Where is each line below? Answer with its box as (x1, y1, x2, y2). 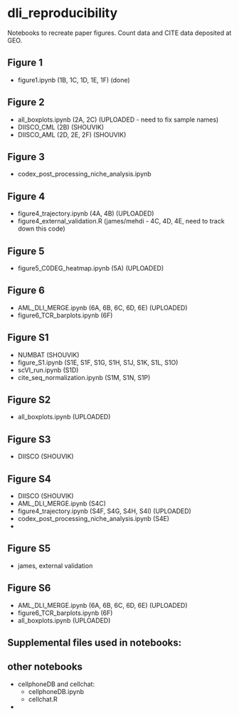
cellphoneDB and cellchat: (17, 680, 95, 688)
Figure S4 (7, 473, 51, 485)
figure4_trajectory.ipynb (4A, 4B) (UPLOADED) (17, 209, 154, 218)
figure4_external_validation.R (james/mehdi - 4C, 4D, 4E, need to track (17, 217, 225, 226)
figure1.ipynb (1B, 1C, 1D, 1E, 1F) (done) (17, 75, 130, 84)
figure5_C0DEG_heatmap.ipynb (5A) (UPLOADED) (17, 264, 164, 272)
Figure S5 (7, 542, 51, 554)
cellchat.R (28, 695, 58, 703)
